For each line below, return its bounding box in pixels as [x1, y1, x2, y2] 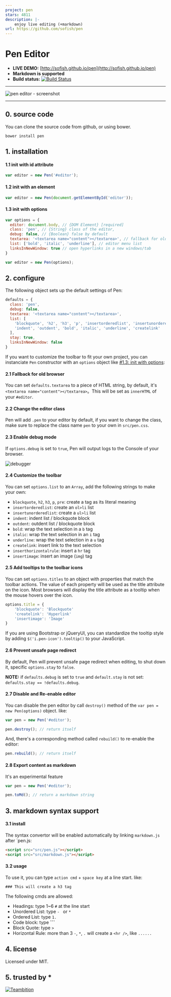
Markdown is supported [12, 71, 65, 77]
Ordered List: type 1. [12, 913, 57, 920]
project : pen [5, 7, 33, 13]
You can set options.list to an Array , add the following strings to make [5, 483, 155, 489]
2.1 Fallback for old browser [5, 371, 65, 377]
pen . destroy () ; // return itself [5, 727, 76, 732]
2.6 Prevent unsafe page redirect [5, 647, 76, 653]
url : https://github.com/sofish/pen [5, 26, 83, 32]
